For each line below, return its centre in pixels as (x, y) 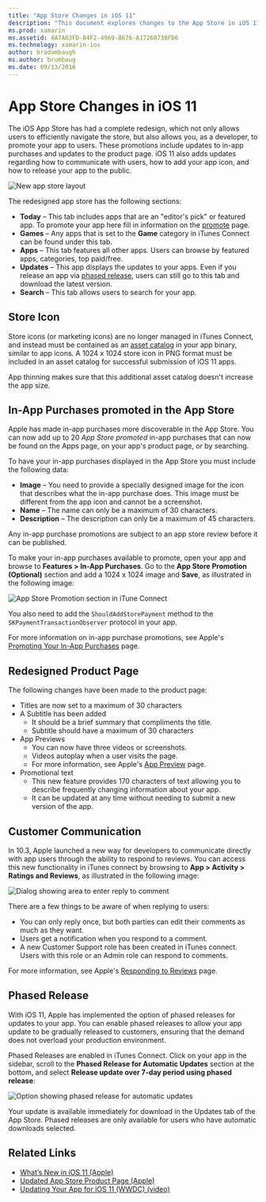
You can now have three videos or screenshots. (109, 748)
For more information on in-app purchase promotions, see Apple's (116, 638)
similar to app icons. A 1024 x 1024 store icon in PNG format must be (120, 353)
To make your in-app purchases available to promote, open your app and (127, 558)
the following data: (38, 470)
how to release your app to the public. (70, 170)
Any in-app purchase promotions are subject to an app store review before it (133, 534)
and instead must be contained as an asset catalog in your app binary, (123, 345)
